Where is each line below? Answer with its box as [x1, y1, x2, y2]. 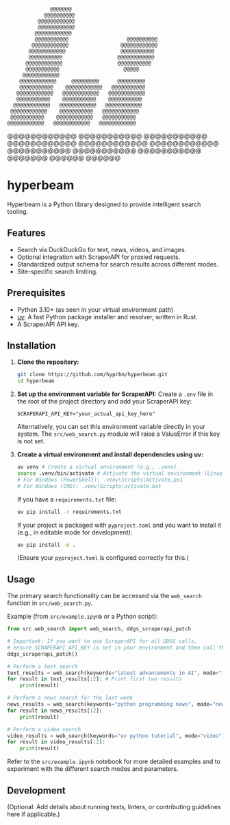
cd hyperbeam [16, 378, 55, 384]
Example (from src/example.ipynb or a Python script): [7, 613, 159, 621]
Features [7, 227, 46, 239]
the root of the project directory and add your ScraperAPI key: [16, 397, 192, 406]
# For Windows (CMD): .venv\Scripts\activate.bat [16, 482, 162, 489]
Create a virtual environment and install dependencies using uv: [16, 450, 204, 458]
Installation [7, 339, 56, 352]
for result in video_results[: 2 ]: [7, 739, 106, 746]
